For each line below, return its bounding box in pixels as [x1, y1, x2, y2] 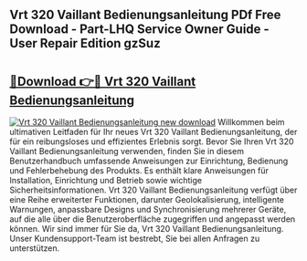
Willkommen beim [217, 117, 285, 127]
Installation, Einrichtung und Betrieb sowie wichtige [9, 175, 203, 185]
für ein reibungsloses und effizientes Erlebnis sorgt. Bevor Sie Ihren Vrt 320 [9, 136, 294, 147]
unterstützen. [9, 243, 60, 254]
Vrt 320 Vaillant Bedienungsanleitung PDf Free [9, 7, 281, 23]
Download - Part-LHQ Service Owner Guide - [9, 22, 270, 37]
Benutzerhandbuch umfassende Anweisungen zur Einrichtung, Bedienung [9, 155, 289, 166]
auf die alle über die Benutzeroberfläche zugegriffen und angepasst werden [9, 214, 296, 224]
